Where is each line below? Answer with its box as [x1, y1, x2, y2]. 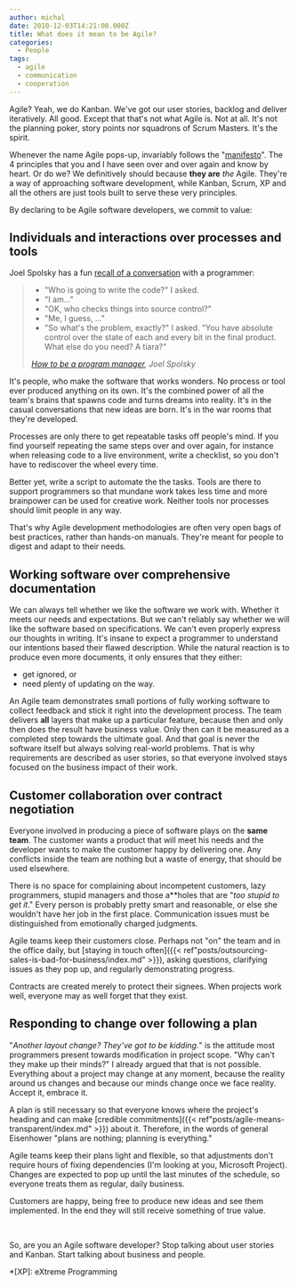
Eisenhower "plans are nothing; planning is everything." [9, 1132, 213, 1144]
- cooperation [17, 79, 69, 88]
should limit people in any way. [9, 505, 123, 516]
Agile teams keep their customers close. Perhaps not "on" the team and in [9, 935, 281, 946]
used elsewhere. [9, 863, 70, 874]
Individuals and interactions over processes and [9, 231, 282, 246]
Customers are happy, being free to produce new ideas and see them [9, 1195, 264, 1206]
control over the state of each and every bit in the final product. [44, 332, 278, 343]
